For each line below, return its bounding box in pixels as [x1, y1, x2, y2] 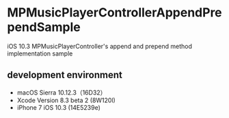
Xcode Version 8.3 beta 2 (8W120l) [16, 96, 116, 104]
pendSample [7, 19, 81, 35]
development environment [7, 69, 123, 81]
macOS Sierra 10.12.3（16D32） [16, 88, 107, 97]
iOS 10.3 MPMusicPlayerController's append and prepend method [7, 42, 193, 50]
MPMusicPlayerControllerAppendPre [7, 5, 222, 21]
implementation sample [7, 49, 73, 58]
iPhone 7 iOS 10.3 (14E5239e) [16, 103, 101, 111]
